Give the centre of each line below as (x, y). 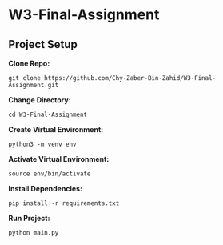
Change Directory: (40, 100)
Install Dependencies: (45, 189)
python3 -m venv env (43, 144)
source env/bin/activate (50, 174)
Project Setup (43, 44)
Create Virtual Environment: (56, 129)
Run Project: (29, 218)
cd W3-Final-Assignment (48, 114)
